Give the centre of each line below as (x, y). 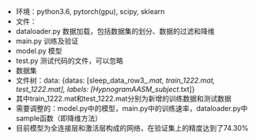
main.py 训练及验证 (47, 41)
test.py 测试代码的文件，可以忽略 (70, 61)
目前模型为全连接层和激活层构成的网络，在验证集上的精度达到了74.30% (132, 128)
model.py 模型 (39, 51)
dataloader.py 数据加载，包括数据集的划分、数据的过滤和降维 (115, 31)
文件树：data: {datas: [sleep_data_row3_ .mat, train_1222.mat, (115, 80)
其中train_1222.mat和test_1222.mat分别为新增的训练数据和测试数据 (123, 98)
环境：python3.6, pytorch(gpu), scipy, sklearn (90, 11)
